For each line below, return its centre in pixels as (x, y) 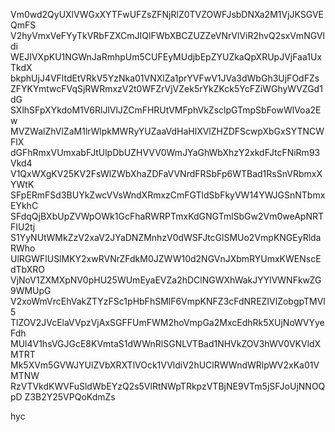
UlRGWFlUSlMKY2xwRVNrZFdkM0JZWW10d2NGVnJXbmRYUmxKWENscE (166, 258)
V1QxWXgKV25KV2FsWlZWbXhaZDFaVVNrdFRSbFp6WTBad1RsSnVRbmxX (166, 173)
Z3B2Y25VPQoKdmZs (70, 397)
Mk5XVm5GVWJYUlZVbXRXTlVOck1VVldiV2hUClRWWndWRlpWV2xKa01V (165, 365)
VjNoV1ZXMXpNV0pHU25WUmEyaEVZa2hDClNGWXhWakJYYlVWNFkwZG (166, 280)
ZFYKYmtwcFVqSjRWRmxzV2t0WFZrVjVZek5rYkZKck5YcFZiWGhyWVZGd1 (166, 88)
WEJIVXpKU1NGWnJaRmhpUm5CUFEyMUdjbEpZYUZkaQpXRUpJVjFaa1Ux (166, 57)
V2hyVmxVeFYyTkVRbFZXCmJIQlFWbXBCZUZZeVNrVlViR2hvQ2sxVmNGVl (167, 35)
